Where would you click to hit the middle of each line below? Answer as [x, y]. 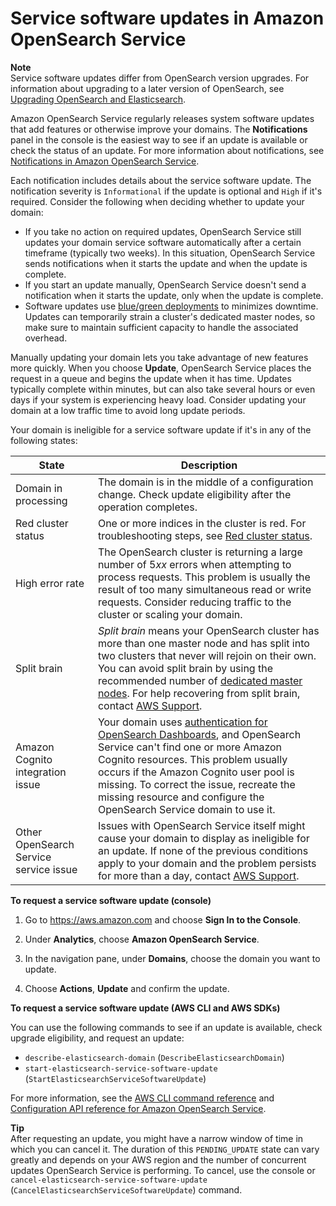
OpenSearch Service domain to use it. [186, 809]
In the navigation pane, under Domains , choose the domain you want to [172, 958]
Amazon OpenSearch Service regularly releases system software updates [162, 118]
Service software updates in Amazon [167, 18]
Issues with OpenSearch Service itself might [201, 825]
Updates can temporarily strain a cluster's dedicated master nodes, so [170, 316]
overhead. [46, 338]
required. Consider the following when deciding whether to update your [157, 201]
